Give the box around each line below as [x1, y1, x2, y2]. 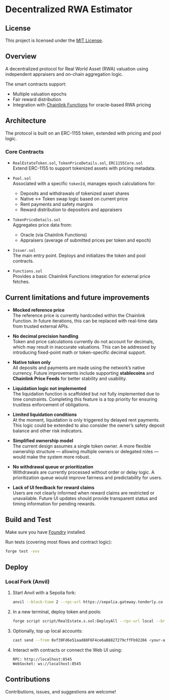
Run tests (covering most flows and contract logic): [5, 539, 113, 545]
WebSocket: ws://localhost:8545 [12, 661, 81, 666]
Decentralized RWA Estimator [5, 4, 133, 15]
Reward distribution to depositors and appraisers [20, 206, 123, 213]
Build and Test [5, 515, 52, 524]
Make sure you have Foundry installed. [5, 529, 86, 535]
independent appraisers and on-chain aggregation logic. [5, 71, 123, 77]
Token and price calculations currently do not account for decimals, [12, 338, 154, 345]
